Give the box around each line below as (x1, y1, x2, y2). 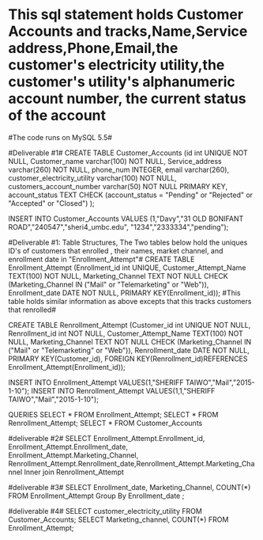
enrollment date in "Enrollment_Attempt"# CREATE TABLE (8, 254, 195, 264)
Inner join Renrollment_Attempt (24, 467, 125, 477)
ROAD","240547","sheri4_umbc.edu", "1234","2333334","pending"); (8, 222, 229, 231)
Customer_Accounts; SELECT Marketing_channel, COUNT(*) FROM (8, 515, 229, 524)
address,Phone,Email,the (8, 40, 178, 57)
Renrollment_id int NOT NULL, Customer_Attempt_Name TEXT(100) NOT (8, 329, 243, 338)
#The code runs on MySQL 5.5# (8, 132, 113, 142)
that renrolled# (8, 305, 57, 314)
